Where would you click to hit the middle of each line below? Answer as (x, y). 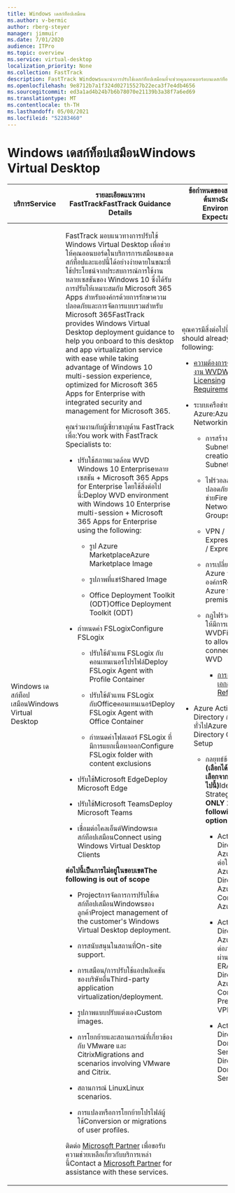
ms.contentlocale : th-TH (43, 105)
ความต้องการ (210, 363)
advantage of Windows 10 (109, 367)
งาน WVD (208, 371)
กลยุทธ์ (214, 759)
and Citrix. (94, 1072)
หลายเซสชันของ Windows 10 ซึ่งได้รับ (119, 279)
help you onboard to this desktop (120, 341)
